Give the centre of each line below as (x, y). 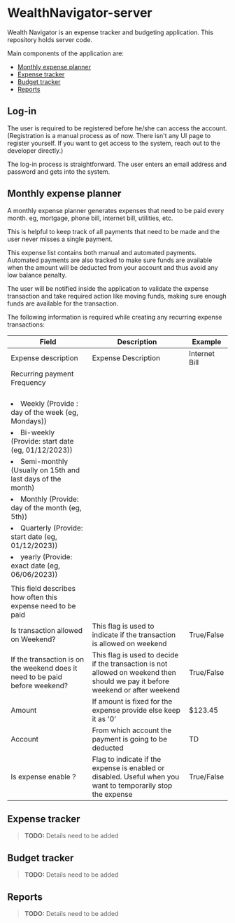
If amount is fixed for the (132, 701)
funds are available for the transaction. (63, 303)
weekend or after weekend (136, 690)
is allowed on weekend (129, 643)
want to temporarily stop (132, 785)
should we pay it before (130, 681)
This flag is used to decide (135, 655)
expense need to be (43, 606)
